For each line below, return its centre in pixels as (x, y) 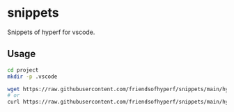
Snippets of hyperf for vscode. (51, 32)
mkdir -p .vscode (32, 77)
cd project (23, 70)
